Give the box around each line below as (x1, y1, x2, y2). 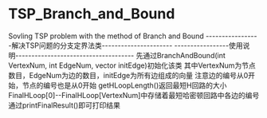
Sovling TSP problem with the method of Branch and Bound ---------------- (8, 31, 257, 41)
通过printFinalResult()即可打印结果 (8, 100, 121, 110)
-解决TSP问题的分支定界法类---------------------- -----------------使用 (8, 41, 243, 50)
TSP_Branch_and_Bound (8, 5, 175, 23)
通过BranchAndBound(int (143, 50, 226, 60)
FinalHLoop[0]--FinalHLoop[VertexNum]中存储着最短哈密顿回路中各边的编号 (8, 90, 260, 100)
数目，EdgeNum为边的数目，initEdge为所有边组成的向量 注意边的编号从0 (8, 70, 249, 80)
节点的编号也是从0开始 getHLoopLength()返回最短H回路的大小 (22, 81, 227, 90)
